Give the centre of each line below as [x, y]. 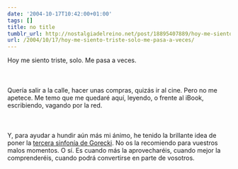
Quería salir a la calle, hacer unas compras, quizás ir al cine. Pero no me [113, 91]
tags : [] [20, 21]
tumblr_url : [25, 34]
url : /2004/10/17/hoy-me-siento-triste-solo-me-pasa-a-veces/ [101, 40]
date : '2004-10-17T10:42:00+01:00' [60, 14]
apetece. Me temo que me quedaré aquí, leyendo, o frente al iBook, [106, 98]
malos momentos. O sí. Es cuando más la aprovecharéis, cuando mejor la [114, 151]
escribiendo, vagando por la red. [55, 105]
